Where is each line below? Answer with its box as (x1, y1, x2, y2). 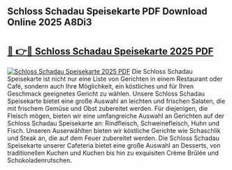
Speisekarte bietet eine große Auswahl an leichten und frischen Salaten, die (7, 97, 226, 105)
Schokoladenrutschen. (7, 156, 72, 164)
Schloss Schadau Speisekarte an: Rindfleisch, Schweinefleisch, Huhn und (7, 119, 220, 127)
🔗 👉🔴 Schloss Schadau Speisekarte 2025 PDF (7, 45, 214, 57)
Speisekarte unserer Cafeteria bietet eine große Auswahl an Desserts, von (7, 141, 221, 149)
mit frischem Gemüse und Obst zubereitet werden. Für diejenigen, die (7, 105, 208, 112)
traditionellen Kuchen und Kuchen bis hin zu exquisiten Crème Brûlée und (7, 149, 219, 157)
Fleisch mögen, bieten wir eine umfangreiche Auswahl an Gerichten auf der (7, 111, 225, 120)
